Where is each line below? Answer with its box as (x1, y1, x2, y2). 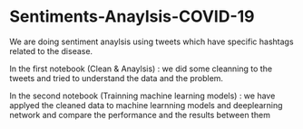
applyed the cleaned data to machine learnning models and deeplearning (9, 99, 283, 110)
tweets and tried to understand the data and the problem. (9, 72, 224, 83)
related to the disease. (9, 45, 93, 56)
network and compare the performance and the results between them (9, 109, 270, 120)
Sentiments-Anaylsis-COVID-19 (9, 6, 256, 27)
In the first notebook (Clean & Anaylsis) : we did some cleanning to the (9, 63, 273, 74)
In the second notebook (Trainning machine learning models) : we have (9, 90, 276, 101)
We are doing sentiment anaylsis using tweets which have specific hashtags (9, 36, 294, 47)
